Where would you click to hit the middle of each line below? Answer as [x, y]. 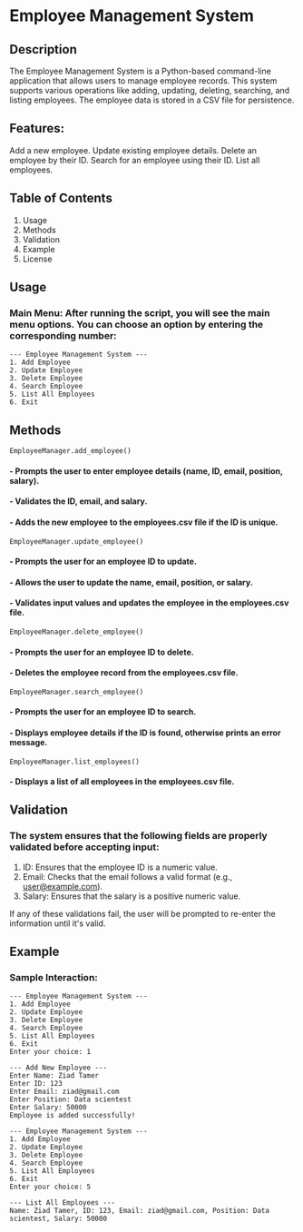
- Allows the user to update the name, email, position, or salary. [132, 582]
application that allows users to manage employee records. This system [143, 81]
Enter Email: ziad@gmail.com [64, 1092]
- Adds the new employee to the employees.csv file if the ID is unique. [144, 522]
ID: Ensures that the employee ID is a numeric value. [120, 867]
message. [29, 742]
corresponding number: [63, 335]
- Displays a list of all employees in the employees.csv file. [122, 782]
